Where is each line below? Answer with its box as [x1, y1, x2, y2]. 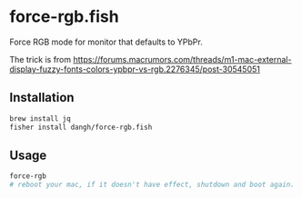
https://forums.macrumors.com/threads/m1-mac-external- [72, 54, 292, 64]
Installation [9, 90, 75, 105]
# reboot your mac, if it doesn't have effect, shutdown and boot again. [9, 180, 296, 190]
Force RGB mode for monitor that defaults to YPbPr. [9, 36, 203, 47]
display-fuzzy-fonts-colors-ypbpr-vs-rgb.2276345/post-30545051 [9, 64, 261, 74]
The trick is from [9, 54, 72, 64]
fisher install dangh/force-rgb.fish [9, 123, 153, 132]
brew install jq [9, 114, 71, 124]
